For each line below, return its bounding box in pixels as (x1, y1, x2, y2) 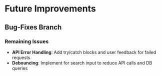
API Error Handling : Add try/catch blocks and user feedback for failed (11, 49, 156, 55)
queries (11, 65, 28, 71)
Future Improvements (4, 3, 96, 14)
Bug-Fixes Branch (4, 23, 62, 31)
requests (11, 54, 30, 60)
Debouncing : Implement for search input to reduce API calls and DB (11, 59, 152, 65)
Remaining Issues (4, 38, 49, 45)
